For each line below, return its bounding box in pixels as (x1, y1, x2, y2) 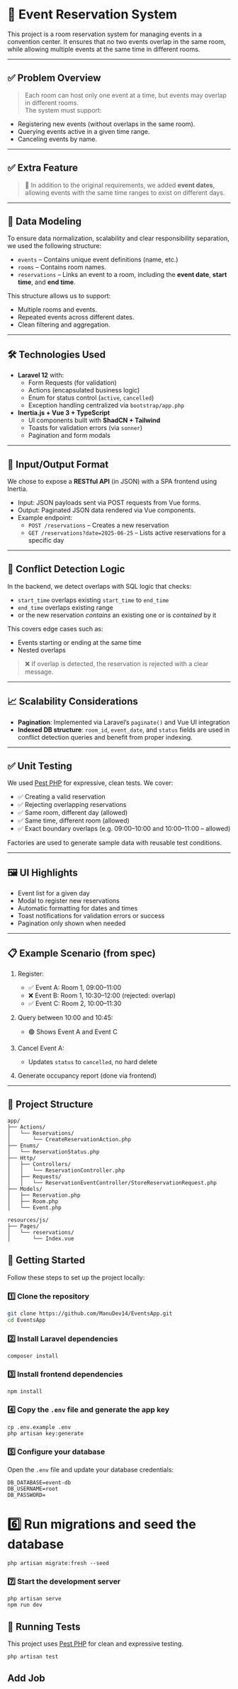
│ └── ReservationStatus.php (7, 1148, 100, 1156)
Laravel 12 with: (17, 371, 64, 380)
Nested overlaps (17, 645, 66, 654)
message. (24, 667, 54, 676)
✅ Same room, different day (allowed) (17, 808, 128, 817)
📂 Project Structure (7, 1098, 93, 1111)
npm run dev (7, 1601, 42, 1609)
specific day (28, 536, 64, 544)
